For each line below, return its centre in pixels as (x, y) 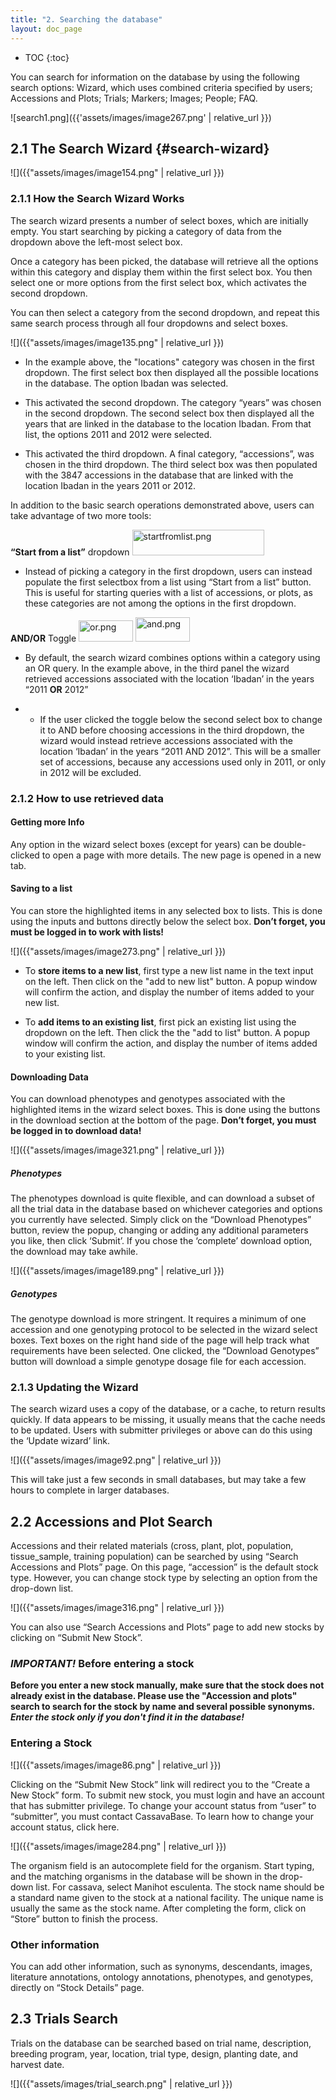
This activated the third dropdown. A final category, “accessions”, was (169, 453)
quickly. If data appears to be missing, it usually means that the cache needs (168, 1420)
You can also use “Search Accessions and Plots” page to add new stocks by (167, 1627)
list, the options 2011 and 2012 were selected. (118, 434)
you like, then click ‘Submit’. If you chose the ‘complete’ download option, (161, 1241)
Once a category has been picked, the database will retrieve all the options (164, 261)
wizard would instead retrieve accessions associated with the (166, 740)
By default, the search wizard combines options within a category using (172, 657)
